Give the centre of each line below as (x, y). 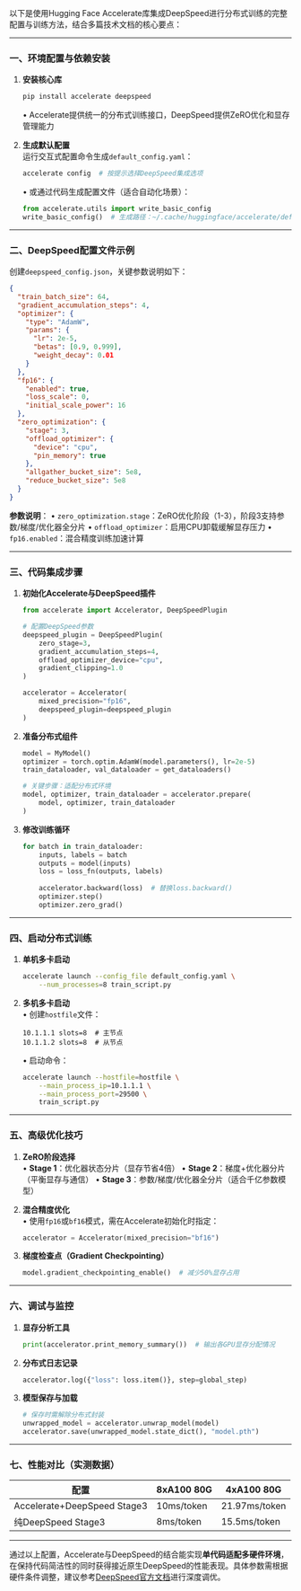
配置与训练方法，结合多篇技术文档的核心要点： (95, 24)
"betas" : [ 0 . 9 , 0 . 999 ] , (77, 347)
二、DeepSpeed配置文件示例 (72, 250)
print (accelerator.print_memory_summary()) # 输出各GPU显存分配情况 (149, 1344)
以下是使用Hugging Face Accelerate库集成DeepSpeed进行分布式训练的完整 (149, 13)
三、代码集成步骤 (46, 571)
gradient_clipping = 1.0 (81, 668)
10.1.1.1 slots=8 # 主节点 (73, 1033)
